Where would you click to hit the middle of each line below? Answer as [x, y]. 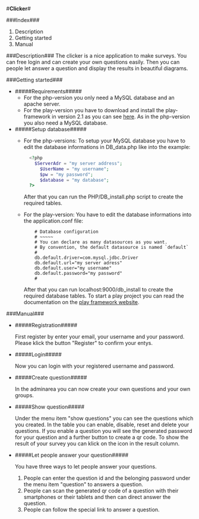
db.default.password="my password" [79, 273]
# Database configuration [67, 232]
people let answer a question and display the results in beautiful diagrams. [97, 68]
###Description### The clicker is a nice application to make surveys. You [97, 56]
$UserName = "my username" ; [74, 169]
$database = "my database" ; [74, 180]
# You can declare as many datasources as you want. [101, 242]
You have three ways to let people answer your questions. [86, 467]
